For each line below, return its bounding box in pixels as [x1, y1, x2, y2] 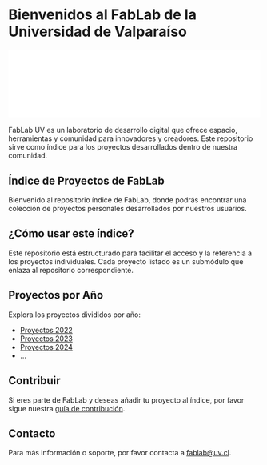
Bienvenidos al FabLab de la [8, 6, 197, 24]
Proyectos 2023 [19, 334, 74, 343]
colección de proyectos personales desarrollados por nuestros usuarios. [8, 204, 247, 214]
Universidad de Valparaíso [8, 22, 188, 41]
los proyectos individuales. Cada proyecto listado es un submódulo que [8, 256, 244, 266]
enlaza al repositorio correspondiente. [8, 265, 134, 275]
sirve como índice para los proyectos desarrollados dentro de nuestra [8, 142, 238, 152]
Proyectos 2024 [19, 342, 74, 351]
